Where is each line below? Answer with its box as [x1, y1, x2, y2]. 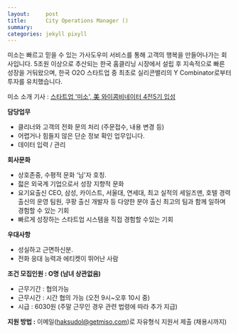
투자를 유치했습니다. [7, 78, 63, 86]
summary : [7, 23, 33, 31]
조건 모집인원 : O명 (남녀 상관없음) [7, 270, 102, 278]
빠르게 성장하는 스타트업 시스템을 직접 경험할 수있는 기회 [17, 215, 174, 224]
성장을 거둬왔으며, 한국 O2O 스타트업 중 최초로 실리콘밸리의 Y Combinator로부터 [7, 68, 232, 77]
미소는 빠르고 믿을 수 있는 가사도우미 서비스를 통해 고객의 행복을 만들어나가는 [7, 51, 220, 59]
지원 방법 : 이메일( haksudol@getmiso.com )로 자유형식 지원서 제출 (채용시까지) [7, 317, 227, 326]
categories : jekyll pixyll [7, 30, 87, 38]
